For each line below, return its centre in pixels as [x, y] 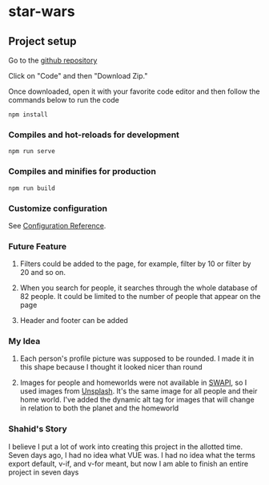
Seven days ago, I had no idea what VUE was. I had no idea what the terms [132, 455]
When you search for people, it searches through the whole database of [139, 288]
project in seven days [44, 472]
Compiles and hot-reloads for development [94, 135]
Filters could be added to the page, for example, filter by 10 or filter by [135, 264]
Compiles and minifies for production [82, 172]
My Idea [24, 342]
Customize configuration [58, 208]
